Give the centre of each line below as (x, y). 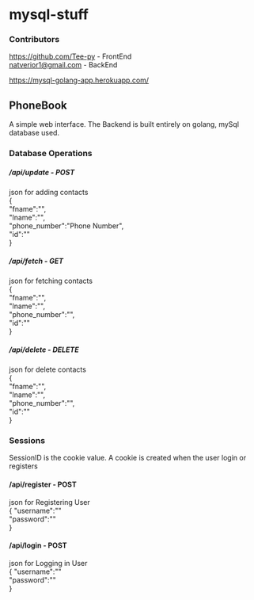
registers (23, 466)
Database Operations (51, 154)
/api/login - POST (38, 545)
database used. (34, 133)
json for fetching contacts (51, 281)
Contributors (34, 40)
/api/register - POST (43, 484)
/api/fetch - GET (36, 261)
